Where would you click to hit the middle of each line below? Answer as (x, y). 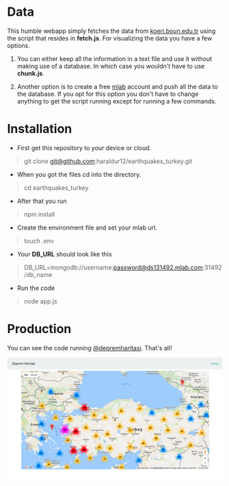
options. (19, 45)
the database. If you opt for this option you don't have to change (108, 94)
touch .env (39, 241)
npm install (39, 214)
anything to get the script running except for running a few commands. (117, 101)
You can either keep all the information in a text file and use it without (114, 58)
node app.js (40, 301)
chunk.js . (30, 73)
